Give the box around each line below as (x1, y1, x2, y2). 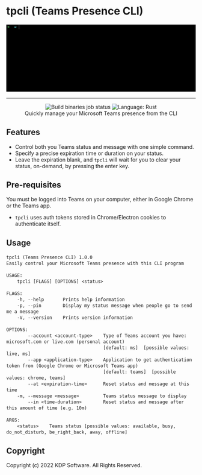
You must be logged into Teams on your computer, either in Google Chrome (6, 196, 194, 203)
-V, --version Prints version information (17, 315, 133, 321)
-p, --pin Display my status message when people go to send (17, 303, 192, 309)
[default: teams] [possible (103, 369, 176, 375)
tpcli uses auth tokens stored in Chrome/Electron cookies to (14, 214, 167, 221)
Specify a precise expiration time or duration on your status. (14, 149, 164, 157)
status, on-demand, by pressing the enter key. (14, 162, 130, 169)
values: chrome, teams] (6, 375, 66, 381)
